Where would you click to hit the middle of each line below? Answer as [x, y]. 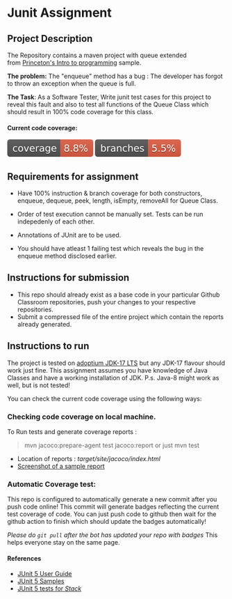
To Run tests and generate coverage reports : [72, 431]
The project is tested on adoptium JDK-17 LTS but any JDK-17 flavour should [116, 363]
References [24, 558]
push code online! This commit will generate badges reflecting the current [113, 507]
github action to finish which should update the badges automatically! [107, 522]
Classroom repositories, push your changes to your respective [106, 302]
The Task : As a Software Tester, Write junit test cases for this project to [109, 97]
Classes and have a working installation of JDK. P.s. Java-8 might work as [113, 378]
